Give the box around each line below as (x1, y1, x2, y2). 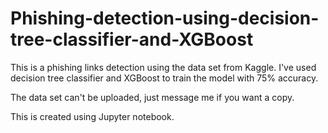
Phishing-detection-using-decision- (10, 7, 320, 30)
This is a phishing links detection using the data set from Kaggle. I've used (10, 61, 317, 73)
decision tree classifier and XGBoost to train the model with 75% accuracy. (10, 72, 319, 84)
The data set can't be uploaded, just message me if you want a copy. (10, 91, 295, 103)
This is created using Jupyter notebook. (10, 110, 175, 122)
